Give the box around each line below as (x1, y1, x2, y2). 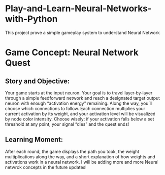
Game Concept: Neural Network (5, 47, 139, 58)
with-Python (5, 13, 58, 25)
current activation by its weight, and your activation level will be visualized (5, 111, 156, 117)
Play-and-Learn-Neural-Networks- (5, 3, 152, 14)
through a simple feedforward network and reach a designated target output (5, 95, 160, 101)
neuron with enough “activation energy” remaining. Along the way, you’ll (5, 100, 152, 106)
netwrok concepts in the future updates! (5, 164, 87, 170)
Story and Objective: (5, 77, 70, 85)
